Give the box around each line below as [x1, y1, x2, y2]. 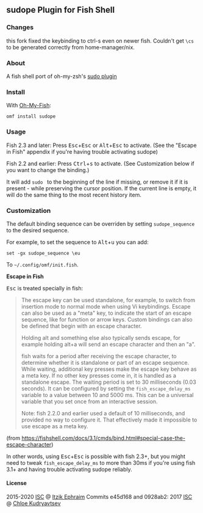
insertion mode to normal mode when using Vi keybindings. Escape [21, 303, 191, 310]
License [6, 479, 27, 487]
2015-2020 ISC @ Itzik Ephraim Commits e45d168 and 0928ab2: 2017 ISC [6, 493, 193, 501]
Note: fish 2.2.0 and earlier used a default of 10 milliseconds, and [21, 409, 185, 417]
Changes [6, 23, 34, 32]
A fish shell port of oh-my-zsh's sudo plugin [6, 73, 117, 80]
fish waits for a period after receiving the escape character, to [21, 352, 177, 359]
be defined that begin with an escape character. [21, 322, 142, 329]
